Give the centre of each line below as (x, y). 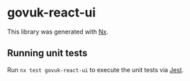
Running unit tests (47, 53)
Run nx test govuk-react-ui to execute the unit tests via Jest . (96, 69)
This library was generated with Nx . (58, 32)
